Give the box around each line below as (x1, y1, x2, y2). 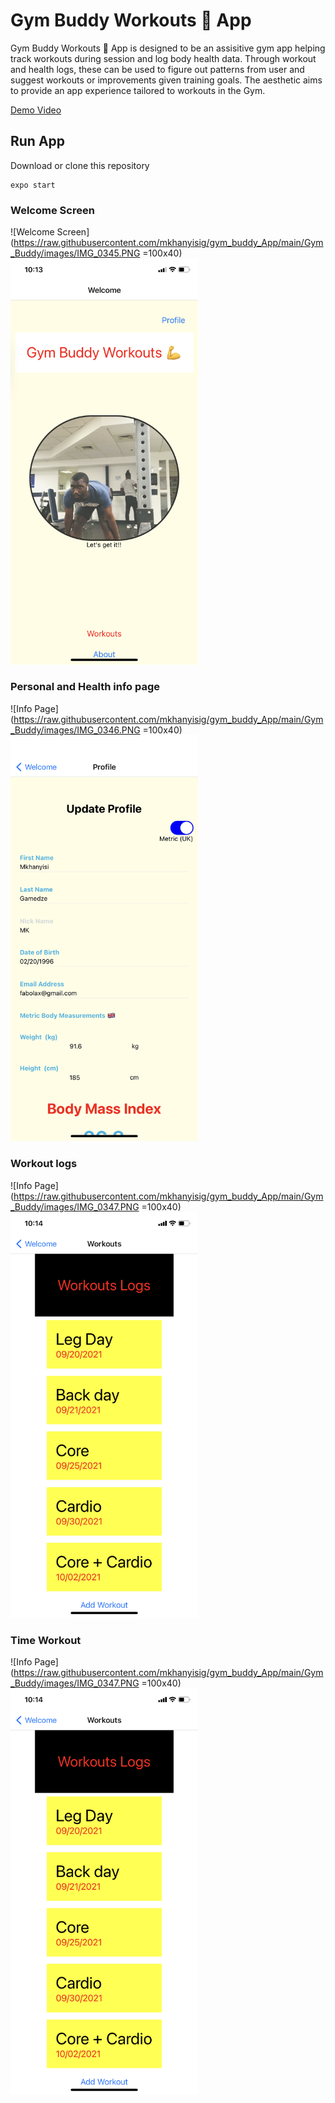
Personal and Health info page (10, 680, 161, 694)
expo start (10, 180, 56, 190)
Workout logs (10, 1157, 78, 1171)
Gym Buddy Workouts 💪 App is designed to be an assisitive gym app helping (10, 42, 326, 54)
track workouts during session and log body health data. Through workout (10, 52, 317, 64)
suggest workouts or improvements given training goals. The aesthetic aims (10, 74, 323, 86)
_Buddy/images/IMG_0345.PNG (10, 247, 141, 259)
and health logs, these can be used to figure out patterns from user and (10, 63, 305, 75)
